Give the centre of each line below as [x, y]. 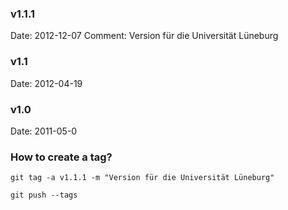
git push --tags [44, 195]
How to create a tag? [61, 157]
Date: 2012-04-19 [46, 83]
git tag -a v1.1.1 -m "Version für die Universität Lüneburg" [142, 178]
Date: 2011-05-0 [44, 131]
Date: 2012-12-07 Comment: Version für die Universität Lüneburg [144, 36]
